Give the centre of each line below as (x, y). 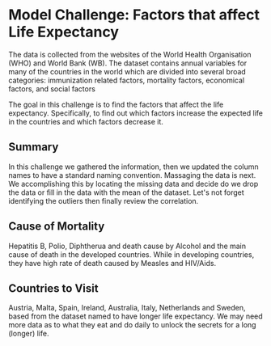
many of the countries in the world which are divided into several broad (127, 71)
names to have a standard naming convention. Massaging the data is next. (132, 175)
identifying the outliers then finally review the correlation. (104, 200)
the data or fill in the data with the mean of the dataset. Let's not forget (126, 192)
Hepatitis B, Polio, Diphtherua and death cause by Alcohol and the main (127, 246)
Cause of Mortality (57, 227)
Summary (34, 147)
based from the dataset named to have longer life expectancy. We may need (135, 316)
